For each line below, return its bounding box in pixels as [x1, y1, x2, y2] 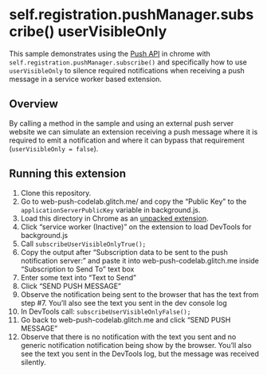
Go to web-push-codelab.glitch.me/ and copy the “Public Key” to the [20, 197, 247, 206]
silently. [20, 357, 46, 367]
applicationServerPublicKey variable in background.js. [20, 205, 201, 214]
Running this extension [9, 167, 127, 181]
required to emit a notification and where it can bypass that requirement [9, 135, 245, 145]
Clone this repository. [20, 188, 92, 197]
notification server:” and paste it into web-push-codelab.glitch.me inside [20, 256, 260, 265]
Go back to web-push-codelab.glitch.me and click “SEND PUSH [20, 314, 231, 324]
